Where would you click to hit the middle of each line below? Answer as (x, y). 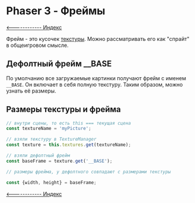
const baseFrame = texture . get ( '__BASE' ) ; (59, 161)
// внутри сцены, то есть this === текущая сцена (69, 123)
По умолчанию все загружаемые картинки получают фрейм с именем (96, 78)
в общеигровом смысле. (38, 45)
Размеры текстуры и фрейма (64, 110)
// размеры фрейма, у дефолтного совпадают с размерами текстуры (88, 172)
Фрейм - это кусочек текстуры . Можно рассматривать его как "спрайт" (98, 39)
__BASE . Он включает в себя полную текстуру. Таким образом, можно (95, 84)
